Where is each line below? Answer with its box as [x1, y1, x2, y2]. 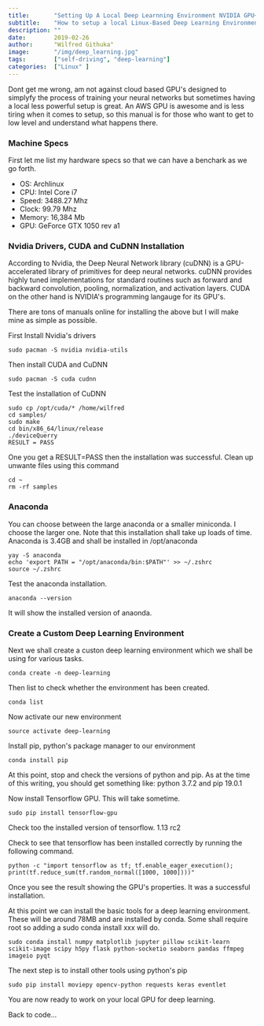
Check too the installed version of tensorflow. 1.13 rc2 [8, 823, 181, 832]
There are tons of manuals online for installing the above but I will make [8, 307, 240, 317]
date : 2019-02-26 [8, 33, 90, 42]
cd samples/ [8, 411, 47, 419]
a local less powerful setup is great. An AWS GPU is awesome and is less [8, 101, 245, 110]
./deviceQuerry [8, 432, 58, 440]
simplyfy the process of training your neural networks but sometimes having [8, 92, 255, 102]
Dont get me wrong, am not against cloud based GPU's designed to [8, 84, 227, 94]
